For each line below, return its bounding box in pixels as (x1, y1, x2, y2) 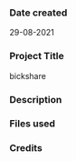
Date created (9, 6, 68, 19)
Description (9, 93, 62, 106)
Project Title (9, 50, 65, 63)
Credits (9, 142, 43, 155)
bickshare (9, 70, 47, 81)
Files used (9, 117, 56, 130)
